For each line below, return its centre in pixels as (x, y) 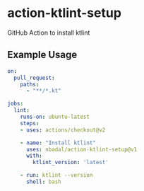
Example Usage (42, 55)
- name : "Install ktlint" (58, 143)
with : (34, 156)
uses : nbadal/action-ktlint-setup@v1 (82, 149)
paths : (30, 84)
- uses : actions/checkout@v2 (63, 130)
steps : (30, 123)
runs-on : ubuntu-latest (55, 117)
